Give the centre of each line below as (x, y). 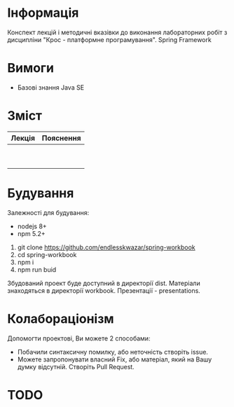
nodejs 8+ (32, 226)
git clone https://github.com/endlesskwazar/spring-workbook (106, 247)
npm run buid (37, 269)
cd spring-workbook (47, 254)
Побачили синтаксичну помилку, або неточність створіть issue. (113, 352)
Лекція (23, 138)
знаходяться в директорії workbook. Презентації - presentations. (104, 290)
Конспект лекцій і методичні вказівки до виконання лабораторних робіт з (117, 32)
